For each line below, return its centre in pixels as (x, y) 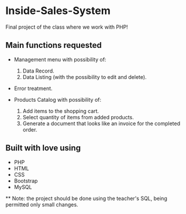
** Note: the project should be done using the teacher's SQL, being (86, 198)
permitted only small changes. (42, 204)
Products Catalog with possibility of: (58, 99)
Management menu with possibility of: (60, 59)
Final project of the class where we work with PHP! (67, 27)
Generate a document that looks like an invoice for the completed (101, 123)
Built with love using (43, 148)
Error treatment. (33, 88)
